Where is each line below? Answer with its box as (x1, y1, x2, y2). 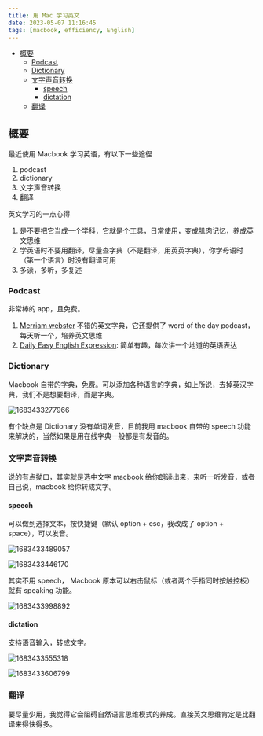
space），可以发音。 (8, 528, 73, 539)
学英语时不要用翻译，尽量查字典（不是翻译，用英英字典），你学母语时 (19, 245, 243, 256)
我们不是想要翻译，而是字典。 (21, 389, 119, 399)
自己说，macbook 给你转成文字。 (8, 482, 116, 491)
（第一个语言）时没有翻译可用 (19, 256, 116, 265)
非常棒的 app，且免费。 (8, 304, 85, 314)
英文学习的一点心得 (8, 209, 71, 219)
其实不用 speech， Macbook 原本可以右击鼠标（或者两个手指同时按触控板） (8, 576, 254, 586)
